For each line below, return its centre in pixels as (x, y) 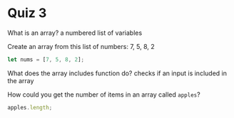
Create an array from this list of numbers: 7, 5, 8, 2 (81, 46)
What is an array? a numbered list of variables (75, 33)
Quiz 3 (27, 13)
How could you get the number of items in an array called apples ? (104, 95)
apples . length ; (30, 107)
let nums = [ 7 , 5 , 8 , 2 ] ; (46, 59)
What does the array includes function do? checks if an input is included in (117, 73)
